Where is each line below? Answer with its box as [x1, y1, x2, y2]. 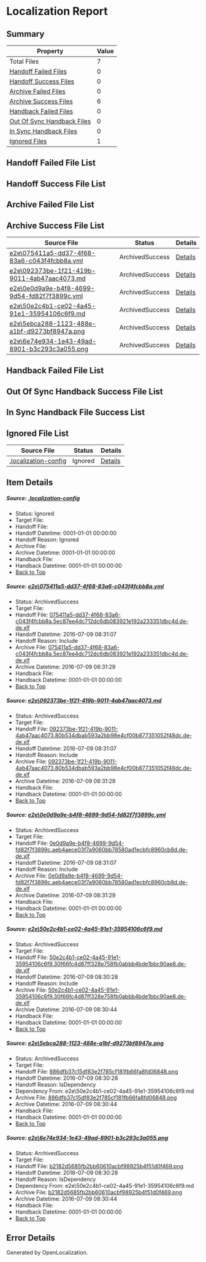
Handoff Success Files [9, 77, 75, 85]
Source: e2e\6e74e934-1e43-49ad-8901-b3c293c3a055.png [6, 1134, 169, 1141]
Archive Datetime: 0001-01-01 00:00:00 [15, 549, 115, 556]
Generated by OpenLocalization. [6, 1249, 88, 1256]
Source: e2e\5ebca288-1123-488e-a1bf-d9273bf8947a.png [6, 1039, 164, 1047]
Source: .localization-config [6, 494, 80, 502]
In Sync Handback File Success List [6, 407, 145, 418]
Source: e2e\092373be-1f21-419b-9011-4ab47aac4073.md [6, 697, 162, 704]
